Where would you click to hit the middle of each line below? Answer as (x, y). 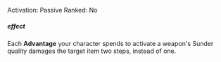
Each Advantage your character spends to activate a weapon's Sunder (110, 43)
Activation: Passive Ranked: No (52, 10)
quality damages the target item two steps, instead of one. (92, 51)
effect (17, 26)
